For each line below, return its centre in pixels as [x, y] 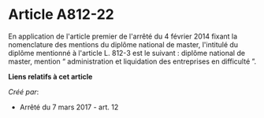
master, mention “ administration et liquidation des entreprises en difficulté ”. [132, 61]
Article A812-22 [61, 15]
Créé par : [24, 91]
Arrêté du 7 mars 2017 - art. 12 [69, 107]
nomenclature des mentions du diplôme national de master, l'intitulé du [123, 44]
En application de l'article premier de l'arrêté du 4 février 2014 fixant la [123, 36]
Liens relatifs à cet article [50, 76]
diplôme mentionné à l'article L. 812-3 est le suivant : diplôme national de [127, 53]
